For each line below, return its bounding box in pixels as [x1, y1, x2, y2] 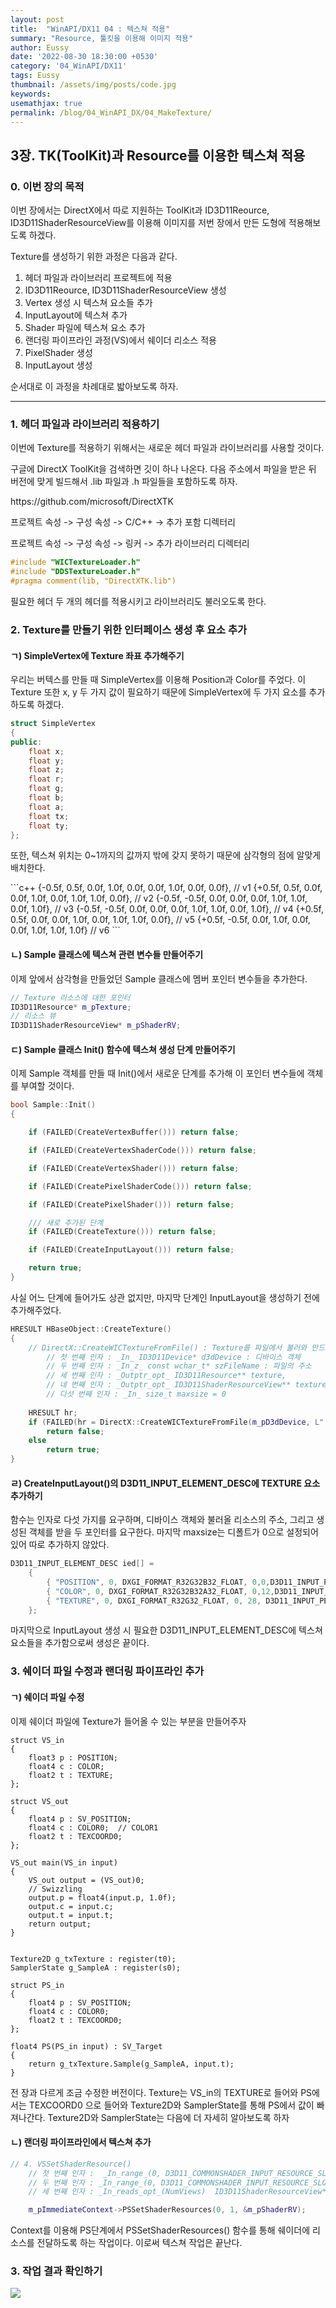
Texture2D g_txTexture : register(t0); [10, 1954, 177, 1964]
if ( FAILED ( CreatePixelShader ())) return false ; [28, 1199, 235, 1210]
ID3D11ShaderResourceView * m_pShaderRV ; [10, 1021, 182, 1031]
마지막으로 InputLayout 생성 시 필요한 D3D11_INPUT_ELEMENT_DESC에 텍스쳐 [10, 1624, 323, 1636]
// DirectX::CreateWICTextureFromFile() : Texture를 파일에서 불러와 [28, 1342, 308, 1353]
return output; [28, 1919, 92, 1929]
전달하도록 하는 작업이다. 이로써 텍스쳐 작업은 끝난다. [36, 2237, 243, 2249]
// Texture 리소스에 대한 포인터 [10, 992, 131, 1003]
